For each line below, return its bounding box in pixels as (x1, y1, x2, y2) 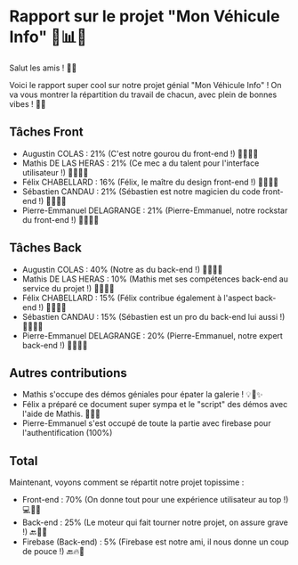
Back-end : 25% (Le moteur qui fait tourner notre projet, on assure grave (21, 517, 289, 528)
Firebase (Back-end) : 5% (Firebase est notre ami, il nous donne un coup (21, 536, 289, 547)
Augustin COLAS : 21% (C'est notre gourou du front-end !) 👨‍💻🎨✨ (21, 148, 259, 159)
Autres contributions (9, 365, 127, 381)
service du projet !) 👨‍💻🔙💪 (21, 282, 115, 293)
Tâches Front (9, 125, 84, 140)
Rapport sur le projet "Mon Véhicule (9, 6, 280, 27)
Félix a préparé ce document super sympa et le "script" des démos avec (21, 399, 288, 410)
